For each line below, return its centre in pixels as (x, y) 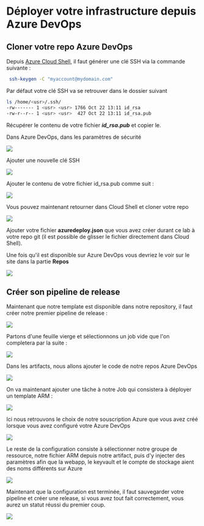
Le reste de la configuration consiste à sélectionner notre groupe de (92, 449)
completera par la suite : (37, 343)
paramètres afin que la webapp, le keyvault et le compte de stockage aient (100, 462)
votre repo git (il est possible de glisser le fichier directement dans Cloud (98, 236)
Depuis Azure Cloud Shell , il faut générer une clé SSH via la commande (96, 61)
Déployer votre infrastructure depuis (101, 11)
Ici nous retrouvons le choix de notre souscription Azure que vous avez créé (102, 419)
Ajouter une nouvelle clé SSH (43, 160)
